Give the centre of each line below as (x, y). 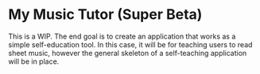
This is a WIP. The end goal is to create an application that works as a (122, 36)
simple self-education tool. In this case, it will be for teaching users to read (130, 44)
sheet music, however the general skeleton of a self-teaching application (128, 53)
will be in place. (34, 61)
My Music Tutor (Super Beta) (105, 15)
